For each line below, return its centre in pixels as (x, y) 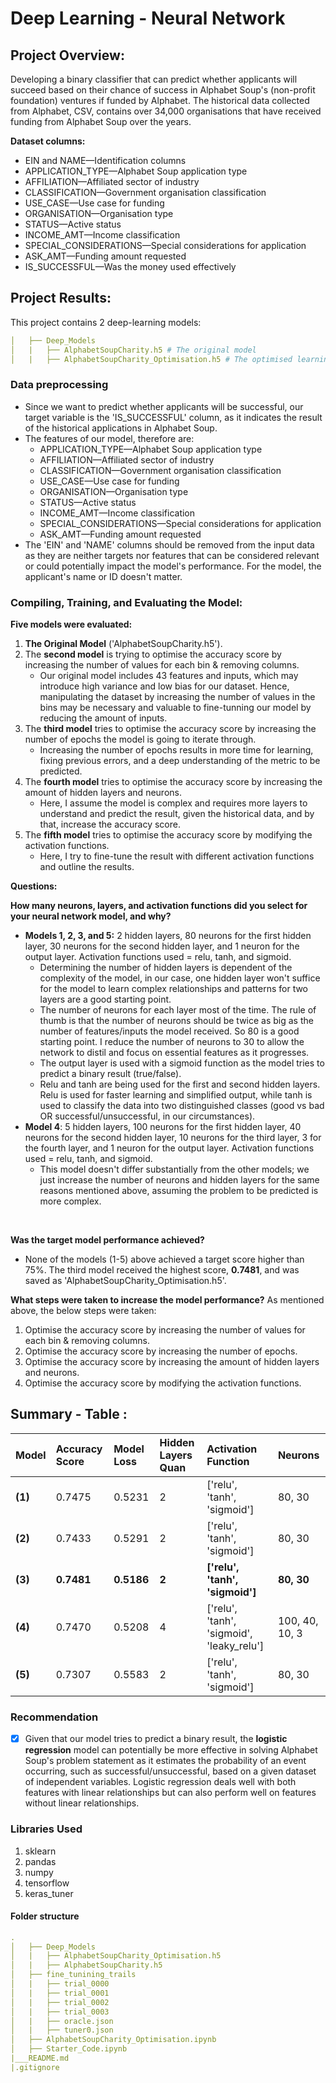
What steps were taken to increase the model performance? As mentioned (167, 1300)
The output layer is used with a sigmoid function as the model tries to (182, 1063)
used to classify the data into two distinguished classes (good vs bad (182, 1106)
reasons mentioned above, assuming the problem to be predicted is (179, 1191)
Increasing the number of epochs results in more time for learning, (176, 750)
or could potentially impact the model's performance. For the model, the (173, 566)
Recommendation (54, 1717)
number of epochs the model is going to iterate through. (140, 739)
